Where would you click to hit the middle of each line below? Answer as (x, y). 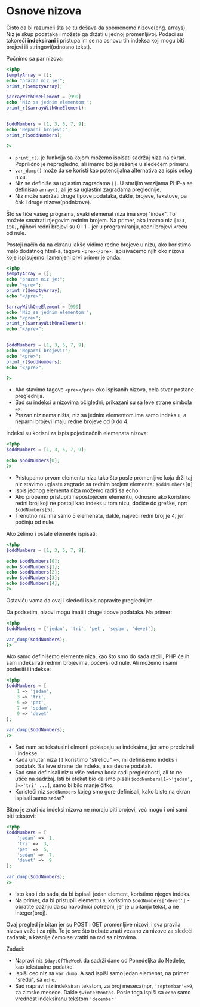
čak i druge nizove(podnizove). (53, 202)
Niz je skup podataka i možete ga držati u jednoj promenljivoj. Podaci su (95, 34)
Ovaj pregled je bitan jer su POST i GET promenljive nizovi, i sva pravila (93, 924)
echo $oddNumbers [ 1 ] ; (33, 567)
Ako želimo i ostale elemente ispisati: (52, 533)
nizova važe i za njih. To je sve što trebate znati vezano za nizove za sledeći (99, 931)
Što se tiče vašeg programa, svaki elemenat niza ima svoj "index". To (91, 213)
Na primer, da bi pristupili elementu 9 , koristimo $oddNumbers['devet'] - (102, 900)
